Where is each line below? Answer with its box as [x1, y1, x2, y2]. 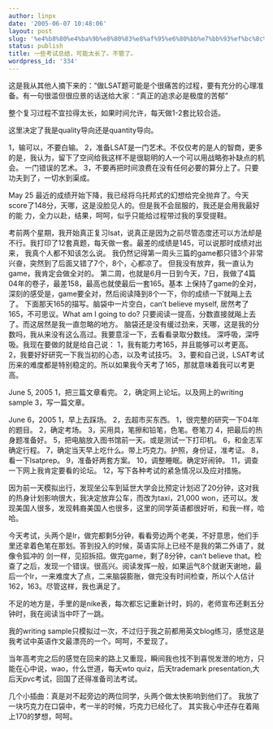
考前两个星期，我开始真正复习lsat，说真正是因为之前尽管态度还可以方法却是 [8, 228, 262, 237]
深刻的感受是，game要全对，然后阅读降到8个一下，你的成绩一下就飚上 [8, 289, 245, 298]
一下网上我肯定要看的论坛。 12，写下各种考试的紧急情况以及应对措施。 [8, 465, 246, 475]
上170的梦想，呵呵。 [8, 711, 77, 721]
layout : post [8, 27, 53, 35]
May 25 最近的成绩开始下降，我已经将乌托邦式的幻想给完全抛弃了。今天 [8, 190, 249, 200]
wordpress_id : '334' [8, 58, 79, 66]
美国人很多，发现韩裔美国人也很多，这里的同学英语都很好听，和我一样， [15, 503, 258, 513]
